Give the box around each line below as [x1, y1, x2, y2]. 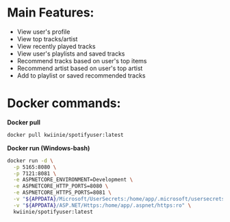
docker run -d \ [7, 157, 53, 164]
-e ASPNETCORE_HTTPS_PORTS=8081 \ [13, 189, 112, 197]
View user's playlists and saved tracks [16, 49, 125, 58]
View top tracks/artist [16, 34, 78, 43]
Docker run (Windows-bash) [7, 144, 90, 152]
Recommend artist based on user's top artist [16, 64, 143, 72]
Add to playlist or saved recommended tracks [16, 71, 146, 80]
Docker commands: [7, 96, 121, 111]
